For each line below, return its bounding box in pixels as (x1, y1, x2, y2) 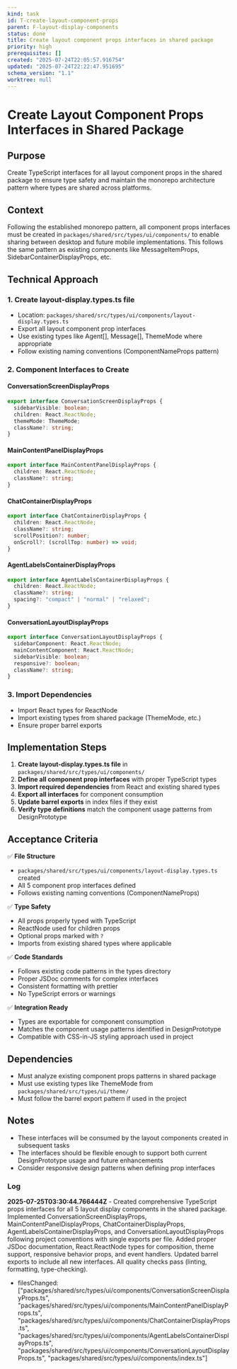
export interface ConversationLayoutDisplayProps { (7, 634, 163, 641)
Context (7, 204, 44, 216)
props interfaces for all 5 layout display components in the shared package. (7, 1205, 228, 1213)
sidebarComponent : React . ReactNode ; (13, 640, 122, 647)
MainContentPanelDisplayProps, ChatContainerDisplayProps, (7, 1220, 186, 1228)
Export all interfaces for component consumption (17, 790, 163, 799)
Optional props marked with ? (17, 932, 104, 940)
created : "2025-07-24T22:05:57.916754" (7, 57, 125, 64)
